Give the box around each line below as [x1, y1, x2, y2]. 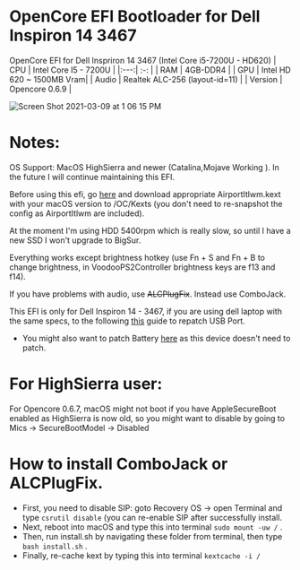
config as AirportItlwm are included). [9, 208, 145, 219]
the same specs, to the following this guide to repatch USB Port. [9, 315, 246, 326]
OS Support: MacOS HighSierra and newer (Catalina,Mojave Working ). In [9, 161, 280, 172]
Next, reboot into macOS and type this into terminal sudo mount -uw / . [21, 522, 283, 532]
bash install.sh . [21, 540, 88, 551]
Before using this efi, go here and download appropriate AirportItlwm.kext [9, 188, 281, 199]
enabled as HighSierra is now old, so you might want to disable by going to [9, 412, 285, 423]
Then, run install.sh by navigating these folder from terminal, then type [21, 531, 283, 541]
